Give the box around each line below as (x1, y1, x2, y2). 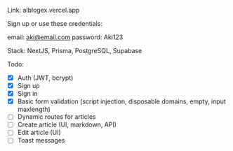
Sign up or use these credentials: (7, 20, 103, 27)
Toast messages (17, 136, 65, 145)
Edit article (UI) (17, 129, 61, 137)
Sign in (17, 89, 38, 98)
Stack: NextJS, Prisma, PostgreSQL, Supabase (7, 47, 142, 55)
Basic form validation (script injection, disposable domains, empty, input (17, 97, 226, 106)
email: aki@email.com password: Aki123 (7, 33, 124, 41)
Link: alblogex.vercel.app (7, 6, 80, 14)
